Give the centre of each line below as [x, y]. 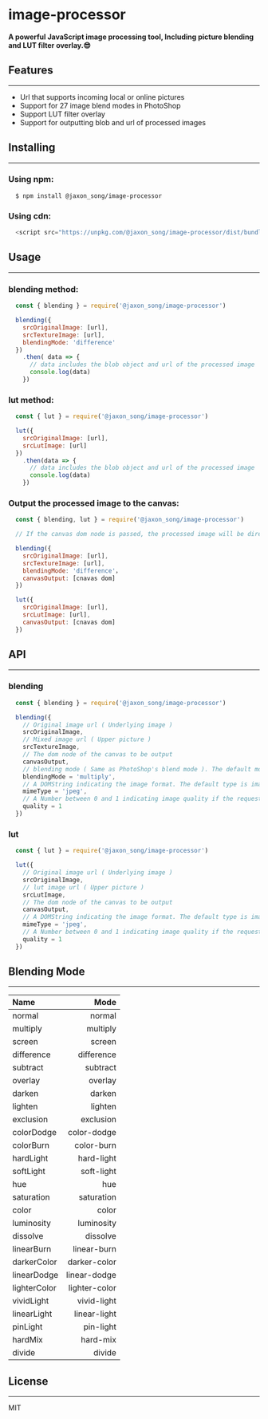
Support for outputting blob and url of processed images [112, 122]
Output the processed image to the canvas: [94, 503]
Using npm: [31, 179]
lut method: [31, 400]
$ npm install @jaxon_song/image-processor [89, 196]
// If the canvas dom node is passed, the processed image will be [130, 534]
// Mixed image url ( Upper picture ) [87, 739]
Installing [32, 148]
